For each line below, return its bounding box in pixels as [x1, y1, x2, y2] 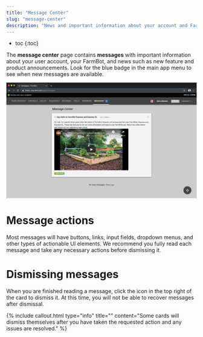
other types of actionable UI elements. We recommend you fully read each [6, 240, 192, 247]
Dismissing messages [6, 268, 119, 282]
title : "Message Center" [6, 10, 69, 16]
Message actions [6, 214, 95, 227]
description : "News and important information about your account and [6, 22, 188, 28]
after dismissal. [6, 300, 44, 307]
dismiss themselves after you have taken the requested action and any [6, 318, 182, 326]
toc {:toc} [14, 40, 39, 47]
